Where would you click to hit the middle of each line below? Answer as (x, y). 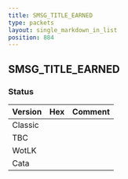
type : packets (31, 23)
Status (21, 91)
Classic (26, 125)
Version (27, 111)
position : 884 (31, 37)
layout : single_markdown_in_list (63, 30)
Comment (91, 111)
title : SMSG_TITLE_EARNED (50, 15)
